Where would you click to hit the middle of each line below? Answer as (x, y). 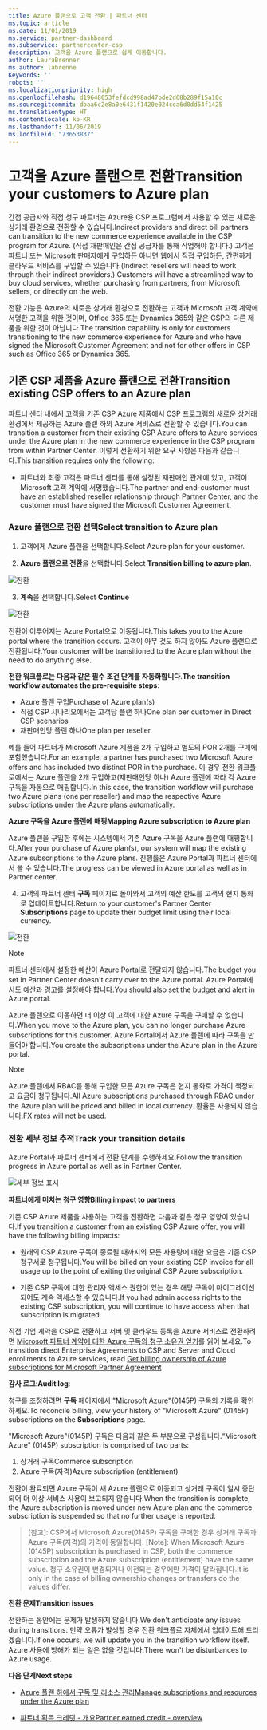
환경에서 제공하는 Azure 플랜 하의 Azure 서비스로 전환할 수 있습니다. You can (128, 424)
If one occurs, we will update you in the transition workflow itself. (142, 1640)
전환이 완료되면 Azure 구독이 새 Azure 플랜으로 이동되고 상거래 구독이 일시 (124, 1488)
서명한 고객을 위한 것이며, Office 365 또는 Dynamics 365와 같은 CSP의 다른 (127, 318)
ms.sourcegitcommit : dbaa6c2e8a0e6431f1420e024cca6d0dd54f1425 (116, 105)
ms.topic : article (39, 23)
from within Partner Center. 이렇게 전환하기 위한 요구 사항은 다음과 (113, 451)
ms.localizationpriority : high (60, 90)
